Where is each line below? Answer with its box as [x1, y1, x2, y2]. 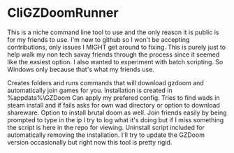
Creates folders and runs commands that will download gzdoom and [7, 78, 204, 87]
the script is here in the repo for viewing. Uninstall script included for [7, 123, 205, 131]
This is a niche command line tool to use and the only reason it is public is [7, 28, 219, 36]
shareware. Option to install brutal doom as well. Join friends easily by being [7, 108, 227, 117]
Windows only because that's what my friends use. [7, 65, 155, 73]
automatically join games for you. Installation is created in [7, 86, 173, 94]
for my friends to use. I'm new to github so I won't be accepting [7, 35, 190, 43]
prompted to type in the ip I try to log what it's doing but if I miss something [7, 115, 224, 124]
